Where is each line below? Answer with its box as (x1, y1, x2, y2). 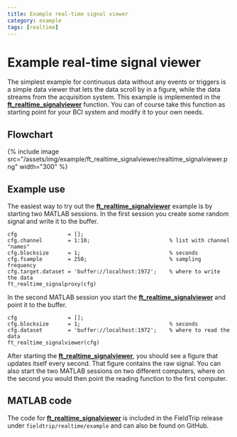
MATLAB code (7, 395, 72, 407)
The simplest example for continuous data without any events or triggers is (7, 77, 226, 86)
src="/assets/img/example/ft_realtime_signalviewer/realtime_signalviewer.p (7, 155, 228, 163)
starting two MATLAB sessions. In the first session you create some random (7, 209, 229, 217)
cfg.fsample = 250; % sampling (7, 255, 202, 263)
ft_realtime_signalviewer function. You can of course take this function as (7, 100, 226, 109)
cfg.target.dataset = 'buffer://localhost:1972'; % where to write (7, 268, 221, 275)
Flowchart (7, 129, 53, 141)
